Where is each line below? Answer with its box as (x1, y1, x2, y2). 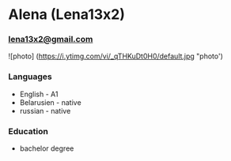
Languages (8, 71, 53, 82)
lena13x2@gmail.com (8, 34, 93, 45)
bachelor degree (19, 144, 74, 153)
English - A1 (19, 89, 59, 99)
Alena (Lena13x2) (8, 6, 125, 24)
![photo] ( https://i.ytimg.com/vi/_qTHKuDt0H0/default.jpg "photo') (8, 51, 224, 61)
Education (8, 125, 49, 137)
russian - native (19, 106, 71, 115)
